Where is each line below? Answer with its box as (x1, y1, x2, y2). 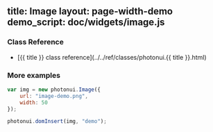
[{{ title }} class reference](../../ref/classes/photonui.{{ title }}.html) (17, 53, 207, 61)
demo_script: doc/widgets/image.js (7, 17, 165, 28)
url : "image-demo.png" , (19, 92, 89, 99)
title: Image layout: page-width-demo (7, 6, 173, 17)
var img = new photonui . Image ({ (7, 86, 101, 93)
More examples (7, 70, 61, 80)
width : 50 (19, 99, 49, 106)
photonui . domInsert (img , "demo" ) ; (7, 118, 108, 125)
